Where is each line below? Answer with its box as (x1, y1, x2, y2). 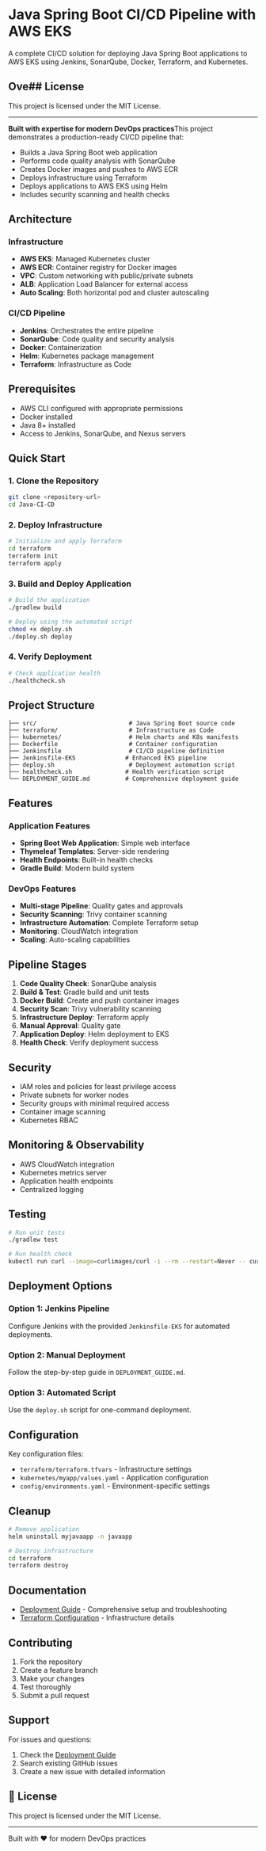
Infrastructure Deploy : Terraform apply (19, 1012, 149, 1023)
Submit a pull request (19, 1690, 89, 1700)
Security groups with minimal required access (19, 1099, 170, 1108)
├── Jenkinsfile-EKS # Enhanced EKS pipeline (8, 754, 207, 762)
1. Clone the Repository (8, 475, 99, 486)
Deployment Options (8, 1279, 112, 1293)
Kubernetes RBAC (19, 1115, 79, 1125)
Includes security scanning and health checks (19, 189, 170, 199)
